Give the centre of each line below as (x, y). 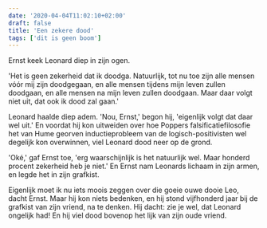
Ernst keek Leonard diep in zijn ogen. (69, 61)
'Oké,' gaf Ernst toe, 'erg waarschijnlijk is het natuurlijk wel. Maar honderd (129, 158)
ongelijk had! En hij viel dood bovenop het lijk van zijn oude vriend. (118, 215)
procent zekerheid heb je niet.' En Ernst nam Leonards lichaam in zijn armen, (134, 166)
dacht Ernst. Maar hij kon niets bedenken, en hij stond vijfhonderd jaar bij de (133, 199)
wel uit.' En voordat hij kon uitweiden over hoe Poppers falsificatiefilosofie (130, 125)
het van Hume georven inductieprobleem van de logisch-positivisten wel (128, 134)
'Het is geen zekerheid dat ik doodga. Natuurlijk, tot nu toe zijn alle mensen (132, 76)
